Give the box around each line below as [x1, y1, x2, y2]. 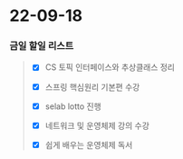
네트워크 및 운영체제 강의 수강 [44, 120, 149, 131]
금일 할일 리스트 [9, 40, 74, 53]
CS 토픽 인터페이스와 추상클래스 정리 [44, 62, 175, 73]
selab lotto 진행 [44, 101, 101, 112]
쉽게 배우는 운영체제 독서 [44, 139, 133, 150]
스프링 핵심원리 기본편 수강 [44, 81, 140, 92]
